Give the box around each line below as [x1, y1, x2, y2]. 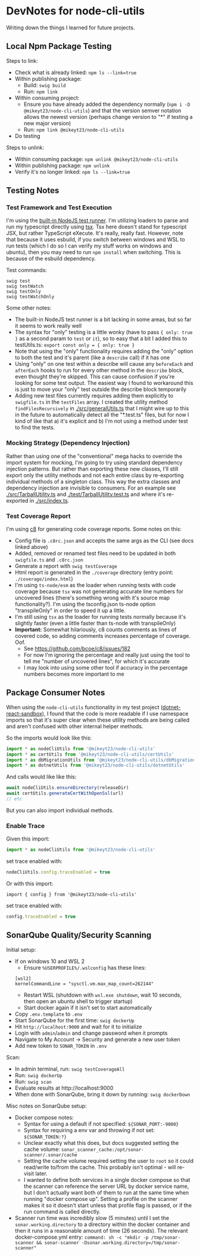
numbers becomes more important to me [23, 671, 125, 678]
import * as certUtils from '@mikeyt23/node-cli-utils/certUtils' [6, 751, 174, 757]
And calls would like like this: [6, 773, 77, 781]
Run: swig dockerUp [14, 1071, 62, 1078]
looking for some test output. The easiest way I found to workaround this [14, 380, 193, 387]
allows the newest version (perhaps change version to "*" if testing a [23, 113, 193, 120]
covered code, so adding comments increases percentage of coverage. [14, 632, 190, 640]
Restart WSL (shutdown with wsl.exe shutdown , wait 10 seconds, [23, 991, 182, 998]
